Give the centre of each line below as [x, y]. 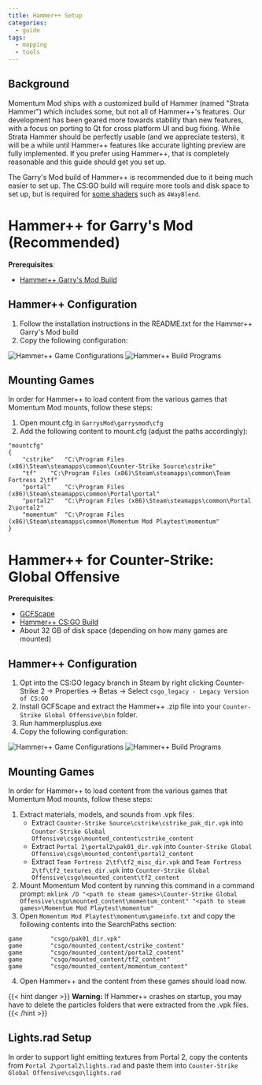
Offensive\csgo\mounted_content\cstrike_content [113, 838]
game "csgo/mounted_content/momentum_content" [98, 966]
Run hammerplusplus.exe [61, 724]
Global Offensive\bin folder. [91, 715]
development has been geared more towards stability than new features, [126, 120]
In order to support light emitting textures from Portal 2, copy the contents [128, 1057]
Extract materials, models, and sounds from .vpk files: [107, 814]
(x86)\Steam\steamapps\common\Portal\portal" [84, 494]
